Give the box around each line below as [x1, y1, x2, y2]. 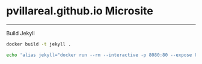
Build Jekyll [6, 29, 35, 36]
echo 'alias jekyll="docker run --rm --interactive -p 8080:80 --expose [6, 52, 192, 58]
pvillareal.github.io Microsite [6, 4, 153, 18]
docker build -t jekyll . [6, 41, 71, 47]
